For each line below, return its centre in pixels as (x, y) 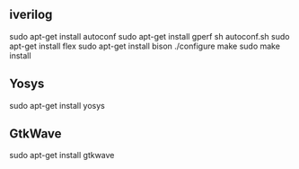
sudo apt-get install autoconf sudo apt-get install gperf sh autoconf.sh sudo (149, 36)
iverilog (31, 15)
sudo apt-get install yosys (57, 105)
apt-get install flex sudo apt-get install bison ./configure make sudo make (145, 46)
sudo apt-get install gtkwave (62, 156)
